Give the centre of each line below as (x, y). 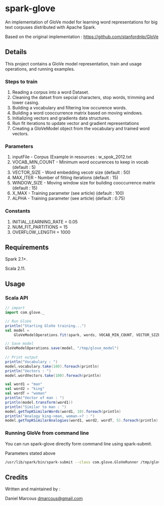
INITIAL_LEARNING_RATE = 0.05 (45, 222)
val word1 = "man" (24, 384)
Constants (18, 211)
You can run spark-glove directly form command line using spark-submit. (79, 444)
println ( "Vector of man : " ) (35, 398)
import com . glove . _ (25, 313)
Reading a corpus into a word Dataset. (51, 92)
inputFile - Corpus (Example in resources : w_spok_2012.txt (72, 157)
